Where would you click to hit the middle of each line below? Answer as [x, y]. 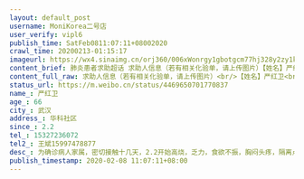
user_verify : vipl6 [46, 34]
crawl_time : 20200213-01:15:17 [68, 52]
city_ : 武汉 [30, 110]
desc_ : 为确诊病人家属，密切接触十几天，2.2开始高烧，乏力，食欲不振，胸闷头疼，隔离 [151, 152]
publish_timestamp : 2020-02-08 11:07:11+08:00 [99, 160]
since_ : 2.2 [32, 127]
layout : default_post [50, 18]
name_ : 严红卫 [34, 93]
